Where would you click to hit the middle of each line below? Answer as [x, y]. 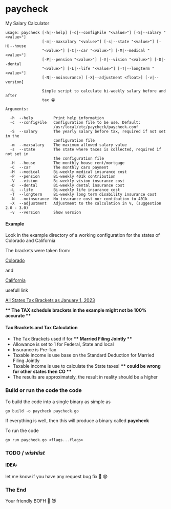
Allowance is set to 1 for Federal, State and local [63, 344]
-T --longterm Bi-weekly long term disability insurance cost [83, 194]
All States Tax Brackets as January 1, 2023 [50, 300]
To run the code [22, 430]
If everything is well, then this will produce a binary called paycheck [77, 420]
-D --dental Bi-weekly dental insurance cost [67, 185]
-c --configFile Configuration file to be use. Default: [75, 122]
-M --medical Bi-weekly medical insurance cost [68, 172]
